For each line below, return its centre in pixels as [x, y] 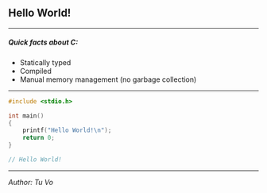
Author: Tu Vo [31, 182]
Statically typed [45, 62]
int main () [26, 116]
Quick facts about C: [43, 42]
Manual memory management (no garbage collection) [108, 79]
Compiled [35, 71]
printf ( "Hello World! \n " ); [67, 130]
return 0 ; [39, 138]
